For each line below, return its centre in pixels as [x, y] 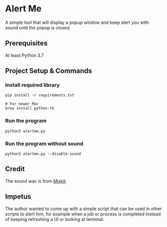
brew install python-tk [30, 108]
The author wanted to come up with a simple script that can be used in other [83, 209]
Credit [15, 169]
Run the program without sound [44, 144]
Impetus [18, 197]
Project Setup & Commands [49, 71]
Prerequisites [26, 43]
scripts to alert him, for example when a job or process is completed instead [83, 214]
